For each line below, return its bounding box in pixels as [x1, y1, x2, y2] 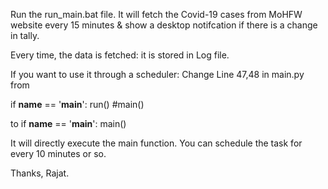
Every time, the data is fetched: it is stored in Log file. [10, 49, 230, 61]
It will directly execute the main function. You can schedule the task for [10, 137, 303, 149]
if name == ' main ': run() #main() [10, 99, 145, 110]
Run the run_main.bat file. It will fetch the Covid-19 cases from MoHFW [10, 9, 303, 20]
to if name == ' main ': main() [10, 118, 127, 129]
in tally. [10, 30, 40, 41]
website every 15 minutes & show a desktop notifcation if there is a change [10, 19, 318, 31]
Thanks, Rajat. [10, 167, 70, 179]
